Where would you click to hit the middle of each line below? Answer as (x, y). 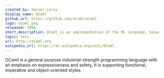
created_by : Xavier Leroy (31, 10)
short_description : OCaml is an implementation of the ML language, (76, 32)
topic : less (17, 37)
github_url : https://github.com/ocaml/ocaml (51, 19)
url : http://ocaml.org (28, 41)
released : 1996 (20, 28)
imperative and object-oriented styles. (43, 70)
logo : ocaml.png (21, 23)
